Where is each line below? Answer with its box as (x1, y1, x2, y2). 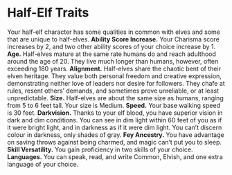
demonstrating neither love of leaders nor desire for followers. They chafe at (7, 79, 225, 87)
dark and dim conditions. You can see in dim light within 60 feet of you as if (7, 116, 222, 124)
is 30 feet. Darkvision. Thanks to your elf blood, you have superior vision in (7, 109, 223, 117)
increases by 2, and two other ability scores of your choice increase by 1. (7, 42, 216, 50)
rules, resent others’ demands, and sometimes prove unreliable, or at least (7, 86, 220, 95)
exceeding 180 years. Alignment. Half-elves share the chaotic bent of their (7, 64, 222, 73)
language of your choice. (7, 160, 79, 168)
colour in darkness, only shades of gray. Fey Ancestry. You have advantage (7, 130, 224, 139)
